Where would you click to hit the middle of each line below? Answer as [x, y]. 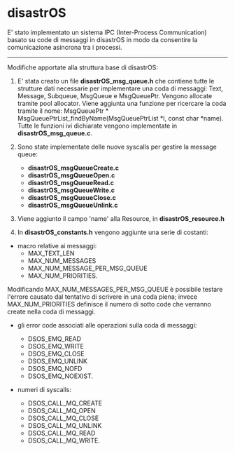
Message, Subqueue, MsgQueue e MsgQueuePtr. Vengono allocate [115, 95]
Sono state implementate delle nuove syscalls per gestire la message [117, 147]
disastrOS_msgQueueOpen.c [71, 175]
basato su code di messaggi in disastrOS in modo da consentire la [102, 39]
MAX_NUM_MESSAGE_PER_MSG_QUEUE [88, 268]
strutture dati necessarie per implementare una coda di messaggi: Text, [120, 88]
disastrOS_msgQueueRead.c [71, 182]
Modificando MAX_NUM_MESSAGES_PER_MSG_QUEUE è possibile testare [115, 289]
